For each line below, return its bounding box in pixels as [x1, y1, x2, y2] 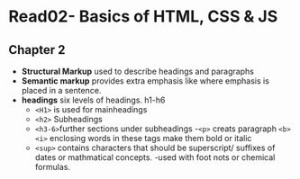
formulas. [34, 162, 71, 172]
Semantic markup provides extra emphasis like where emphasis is [21, 76, 269, 86]
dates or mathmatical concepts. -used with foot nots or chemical [34, 152, 276, 163]
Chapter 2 [8, 42, 66, 58]
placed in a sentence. [21, 85, 102, 95]
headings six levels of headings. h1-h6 [21, 94, 166, 105]
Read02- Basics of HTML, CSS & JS [8, 6, 278, 27]
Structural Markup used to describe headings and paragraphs [21, 66, 254, 76]
